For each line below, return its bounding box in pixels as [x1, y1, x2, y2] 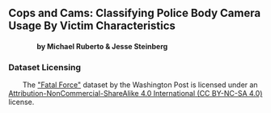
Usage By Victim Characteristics [8, 19, 176, 33]
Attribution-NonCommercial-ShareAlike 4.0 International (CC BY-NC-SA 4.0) [8, 89, 263, 98]
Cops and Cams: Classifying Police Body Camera [8, 6, 261, 20]
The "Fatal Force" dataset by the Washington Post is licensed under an [23, 80, 258, 90]
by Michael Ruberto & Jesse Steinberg [36, 41, 168, 51]
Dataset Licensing [8, 61, 82, 73]
